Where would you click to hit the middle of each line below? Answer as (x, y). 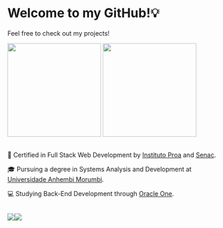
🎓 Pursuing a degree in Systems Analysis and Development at (100, 170)
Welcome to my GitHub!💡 (83, 13)
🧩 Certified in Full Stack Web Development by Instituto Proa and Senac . (112, 155)
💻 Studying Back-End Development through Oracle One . (91, 194)
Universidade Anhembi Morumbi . (56, 180)
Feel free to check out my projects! (59, 33)
